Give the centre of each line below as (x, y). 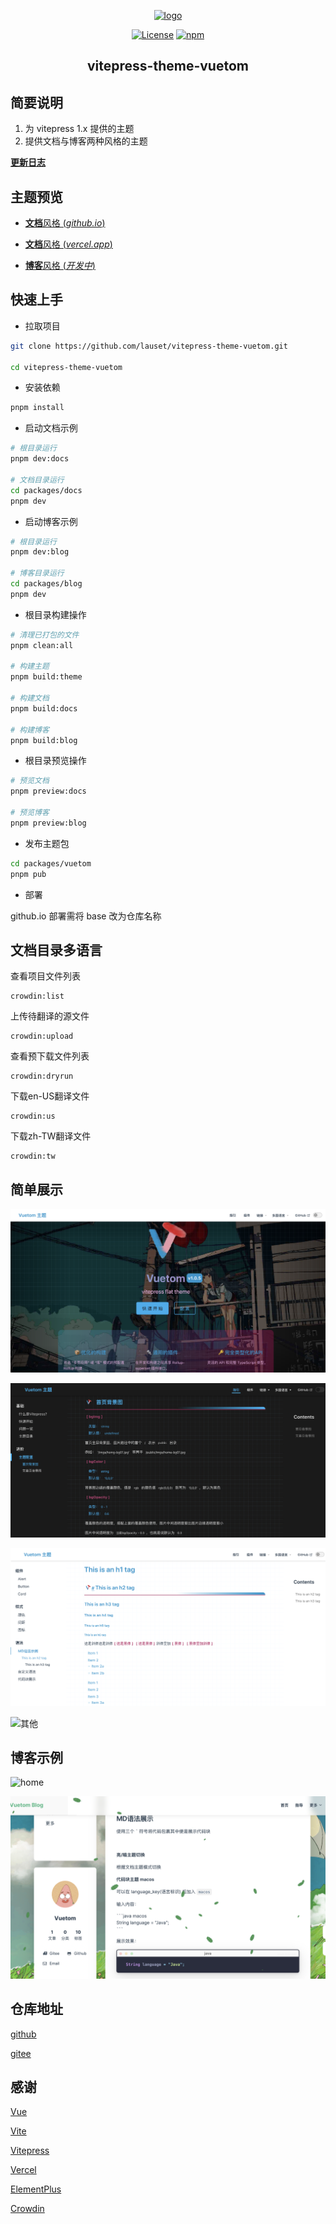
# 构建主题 (30, 666)
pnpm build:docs (44, 708)
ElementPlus (36, 2189)
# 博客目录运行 (37, 573)
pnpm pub (28, 874)
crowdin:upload (42, 1036)
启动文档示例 (51, 428)
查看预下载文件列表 (50, 1056)
